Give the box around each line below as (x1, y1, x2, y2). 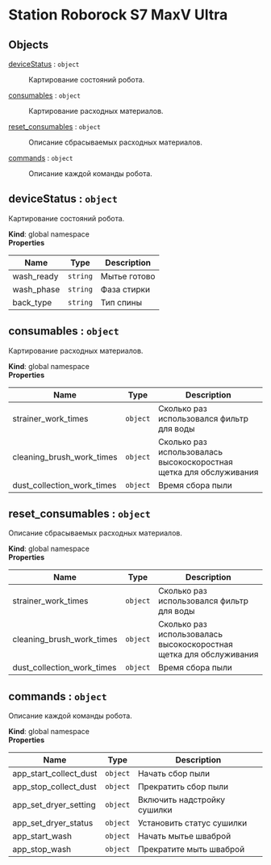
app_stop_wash (12, 844, 72, 855)
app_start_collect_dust (12, 768, 98, 779)
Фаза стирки (100, 283, 151, 295)
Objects (8, 38, 49, 52)
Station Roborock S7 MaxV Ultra (8, 6, 228, 24)
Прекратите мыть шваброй (137, 844, 245, 855)
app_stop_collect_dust (12, 781, 97, 792)
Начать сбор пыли (137, 768, 211, 779)
